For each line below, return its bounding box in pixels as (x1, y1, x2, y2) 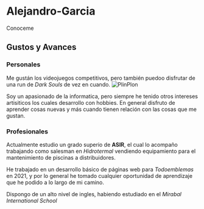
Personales (6, 60, 41, 69)
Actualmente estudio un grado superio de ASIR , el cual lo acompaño (6, 141, 178, 148)
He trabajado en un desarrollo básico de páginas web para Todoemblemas (6, 166, 194, 173)
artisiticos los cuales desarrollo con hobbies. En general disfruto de (6, 99, 175, 106)
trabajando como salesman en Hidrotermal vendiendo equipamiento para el (6, 147, 196, 155)
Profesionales (6, 127, 49, 135)
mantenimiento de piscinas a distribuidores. (6, 154, 116, 161)
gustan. (6, 112, 26, 119)
